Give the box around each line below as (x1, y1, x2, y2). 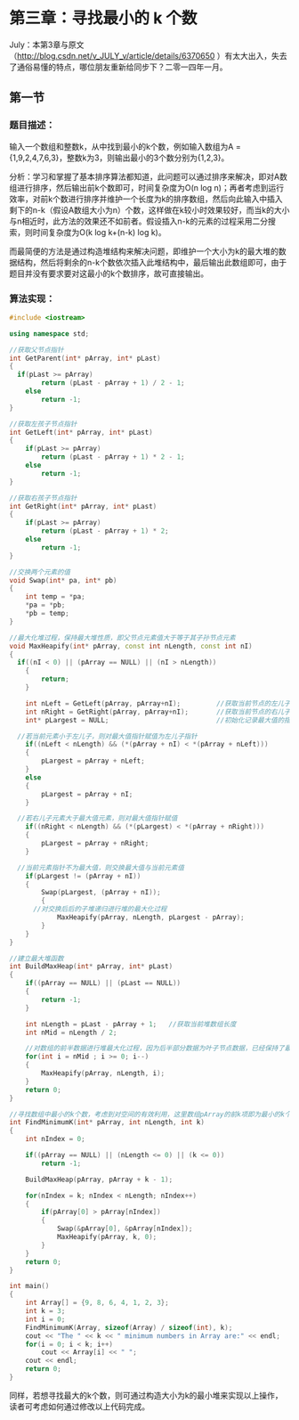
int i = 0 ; (25, 1315, 66, 1324)
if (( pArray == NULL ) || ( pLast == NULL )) (25, 979, 181, 988)
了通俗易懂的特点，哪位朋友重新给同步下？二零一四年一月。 (9, 61, 228, 72)
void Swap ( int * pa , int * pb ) (9, 575, 117, 584)
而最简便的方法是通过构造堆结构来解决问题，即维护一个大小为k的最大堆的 (9, 246, 279, 257)
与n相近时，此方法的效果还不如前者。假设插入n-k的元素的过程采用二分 (9, 216, 269, 226)
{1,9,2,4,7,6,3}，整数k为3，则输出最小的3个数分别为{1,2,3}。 (9, 152, 230, 163)
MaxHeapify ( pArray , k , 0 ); (56, 1233, 158, 1242)
